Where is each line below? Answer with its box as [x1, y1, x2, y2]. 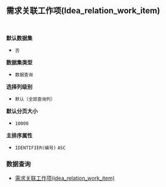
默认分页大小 [6, 107, 38, 114]
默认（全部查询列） [14, 96, 56, 102]
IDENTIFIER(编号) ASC [14, 144, 66, 151]
